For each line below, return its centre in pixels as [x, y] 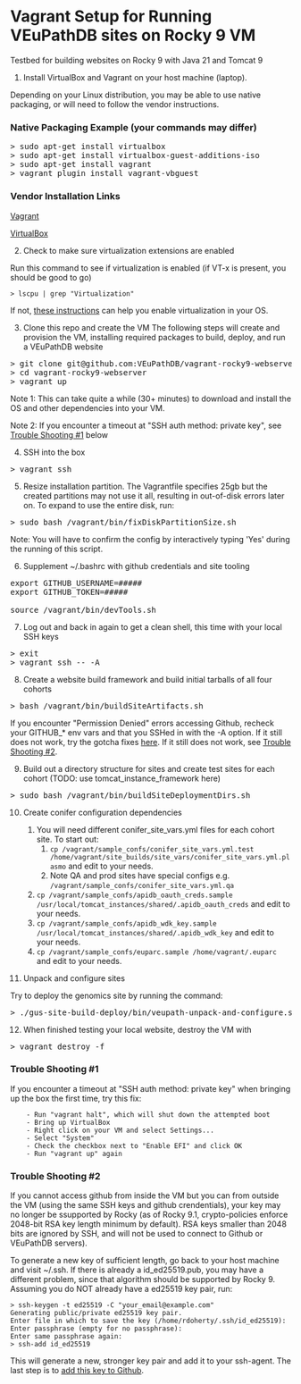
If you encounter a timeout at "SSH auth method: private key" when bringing [150, 1088]
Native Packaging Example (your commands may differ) [134, 127]
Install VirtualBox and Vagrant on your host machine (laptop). [135, 77]
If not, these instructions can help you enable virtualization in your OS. [139, 310]
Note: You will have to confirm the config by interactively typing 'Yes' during [150, 539]
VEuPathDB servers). [49, 1243]
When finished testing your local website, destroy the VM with [138, 1029]
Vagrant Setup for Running [111, 17]
